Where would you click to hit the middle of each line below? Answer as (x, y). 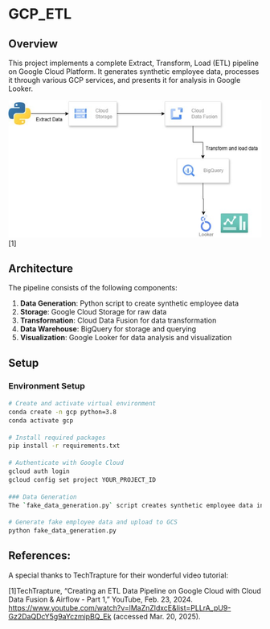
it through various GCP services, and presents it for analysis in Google (125, 80)
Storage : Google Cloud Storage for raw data (93, 312)
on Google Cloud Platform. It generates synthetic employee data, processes (134, 72)
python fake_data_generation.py (62, 531)
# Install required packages (57, 438)
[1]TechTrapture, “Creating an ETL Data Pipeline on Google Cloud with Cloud (135, 590)
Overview (33, 44)
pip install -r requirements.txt (64, 446)
